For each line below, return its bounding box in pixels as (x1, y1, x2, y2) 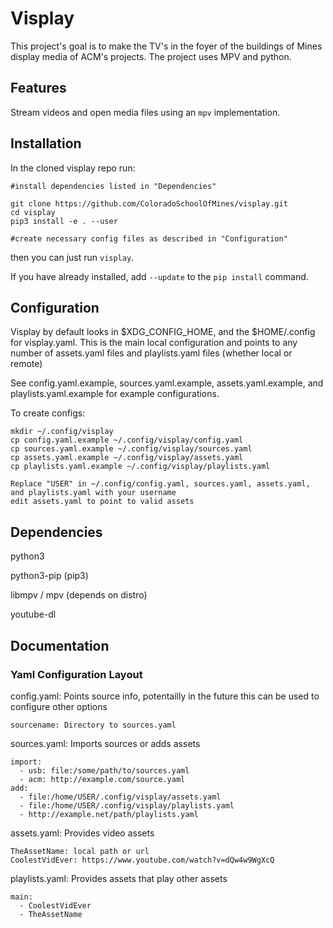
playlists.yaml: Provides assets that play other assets (10, 872, 228, 884)
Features (10, 80, 67, 97)
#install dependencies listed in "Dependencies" (10, 181, 217, 191)
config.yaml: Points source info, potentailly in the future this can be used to (10, 690, 320, 702)
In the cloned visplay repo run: (10, 162, 136, 174)
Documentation (10, 637, 110, 654)
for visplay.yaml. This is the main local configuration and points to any (10, 337, 298, 349)
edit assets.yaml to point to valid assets (10, 497, 195, 507)
